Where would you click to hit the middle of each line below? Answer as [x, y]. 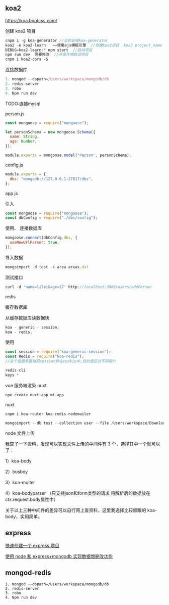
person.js [15, 114]
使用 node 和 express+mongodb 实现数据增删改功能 [59, 556]
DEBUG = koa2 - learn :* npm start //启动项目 [49, 50]
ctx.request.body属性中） [32, 499]
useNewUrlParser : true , [34, 243]
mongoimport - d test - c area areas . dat [47, 267]
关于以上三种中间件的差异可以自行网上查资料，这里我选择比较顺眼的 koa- [81, 510]
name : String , [24, 137]
